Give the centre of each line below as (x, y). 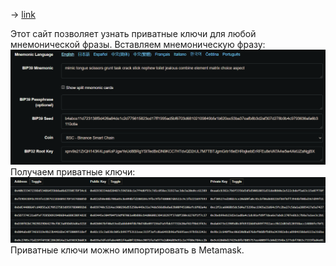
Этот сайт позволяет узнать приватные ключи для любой (133, 33)
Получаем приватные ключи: (73, 171)
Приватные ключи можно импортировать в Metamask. (127, 250)
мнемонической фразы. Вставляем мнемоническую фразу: (138, 44)
